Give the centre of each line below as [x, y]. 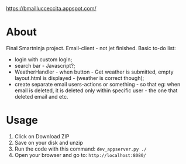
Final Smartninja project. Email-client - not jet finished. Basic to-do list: [91, 48]
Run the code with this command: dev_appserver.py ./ [81, 149]
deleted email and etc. [41, 96]
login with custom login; [43, 59]
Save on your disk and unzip [49, 142]
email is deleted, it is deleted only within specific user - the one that [96, 90]
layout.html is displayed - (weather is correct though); [79, 78]
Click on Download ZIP [42, 136]
